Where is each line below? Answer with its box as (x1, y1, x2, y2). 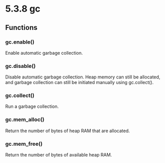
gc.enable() (5, 38, 34, 46)
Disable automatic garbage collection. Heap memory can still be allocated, (5, 74, 160, 80)
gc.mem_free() (5, 140, 43, 147)
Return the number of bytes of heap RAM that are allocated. (5, 128, 130, 134)
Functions (5, 23, 38, 32)
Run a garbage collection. (5, 103, 59, 109)
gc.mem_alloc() (5, 116, 45, 123)
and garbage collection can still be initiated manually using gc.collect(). (5, 79, 154, 86)
